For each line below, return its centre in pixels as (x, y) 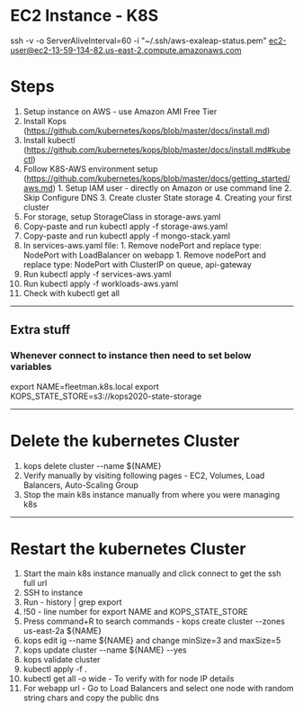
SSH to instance (53, 593)
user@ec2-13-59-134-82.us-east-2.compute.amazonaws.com (126, 50)
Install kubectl (49, 140)
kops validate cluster (62, 660)
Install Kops (45, 121)
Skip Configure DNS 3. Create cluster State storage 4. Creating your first (157, 197)
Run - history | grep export (72, 602)
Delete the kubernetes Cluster (125, 441)
